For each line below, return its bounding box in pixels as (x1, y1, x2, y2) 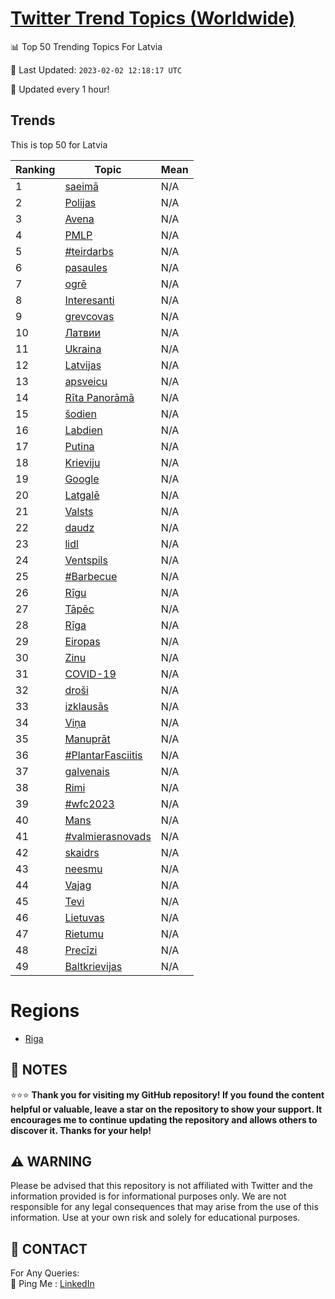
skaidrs (64, 845, 100, 859)
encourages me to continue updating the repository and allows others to (10, 1113, 318, 1126)
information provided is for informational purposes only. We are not (10, 1190, 287, 1202)
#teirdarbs (64, 244, 114, 258)
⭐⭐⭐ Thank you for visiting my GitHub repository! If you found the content (10, 1088, 325, 1101)
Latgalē (64, 488, 100, 502)
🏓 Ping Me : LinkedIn (10, 1278, 95, 1290)
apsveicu (64, 374, 108, 388)
